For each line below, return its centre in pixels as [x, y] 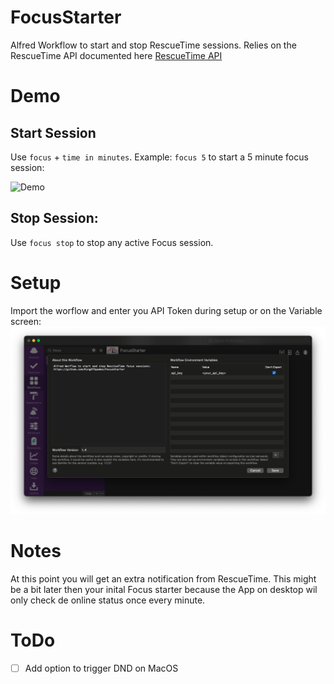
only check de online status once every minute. [108, 600]
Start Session [53, 132]
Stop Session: [54, 218]
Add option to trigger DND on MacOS [101, 668]
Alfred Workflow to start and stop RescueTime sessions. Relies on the [153, 45]
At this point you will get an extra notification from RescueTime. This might [163, 578]
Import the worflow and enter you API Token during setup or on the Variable [166, 310]
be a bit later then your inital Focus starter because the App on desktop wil [164, 589]
